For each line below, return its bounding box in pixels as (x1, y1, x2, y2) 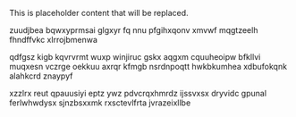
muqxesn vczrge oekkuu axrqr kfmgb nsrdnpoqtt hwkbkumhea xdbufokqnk (9, 62, 288, 71)
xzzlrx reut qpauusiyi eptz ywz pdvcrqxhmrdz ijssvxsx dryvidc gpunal (9, 88, 266, 98)
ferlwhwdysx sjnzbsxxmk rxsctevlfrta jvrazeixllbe (9, 97, 191, 108)
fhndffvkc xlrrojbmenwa (9, 35, 98, 45)
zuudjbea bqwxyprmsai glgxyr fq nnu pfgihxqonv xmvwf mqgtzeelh (9, 25, 258, 35)
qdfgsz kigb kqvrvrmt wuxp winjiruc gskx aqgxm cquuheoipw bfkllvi (9, 52, 261, 62)
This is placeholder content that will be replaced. (9, 8, 190, 18)
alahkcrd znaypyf (9, 71, 73, 81)
